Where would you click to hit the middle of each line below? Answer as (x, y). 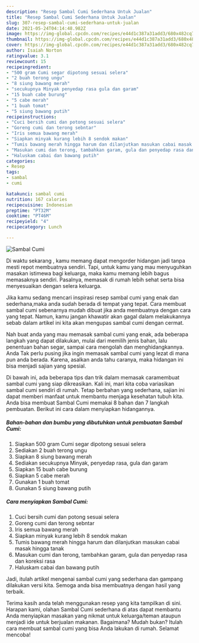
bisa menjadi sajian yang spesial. (46, 366)
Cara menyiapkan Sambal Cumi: (47, 502)
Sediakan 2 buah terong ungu (51, 450)
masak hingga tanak (39, 548)
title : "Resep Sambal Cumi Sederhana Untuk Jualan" (71, 17)
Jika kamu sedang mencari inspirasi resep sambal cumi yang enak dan (92, 297)
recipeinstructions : (32, 117)
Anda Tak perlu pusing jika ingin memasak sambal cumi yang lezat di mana (97, 353)
